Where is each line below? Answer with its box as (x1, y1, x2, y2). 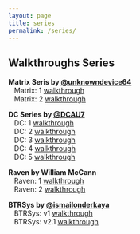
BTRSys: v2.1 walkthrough (14, 217, 99, 227)
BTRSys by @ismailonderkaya (8, 200, 110, 210)
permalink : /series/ (8, 26, 77, 34)
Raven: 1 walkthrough (14, 176, 84, 186)
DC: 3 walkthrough (14, 135, 76, 145)
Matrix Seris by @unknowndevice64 (8, 77, 132, 87)
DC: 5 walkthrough (14, 153, 76, 162)
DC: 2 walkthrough (14, 127, 76, 137)
